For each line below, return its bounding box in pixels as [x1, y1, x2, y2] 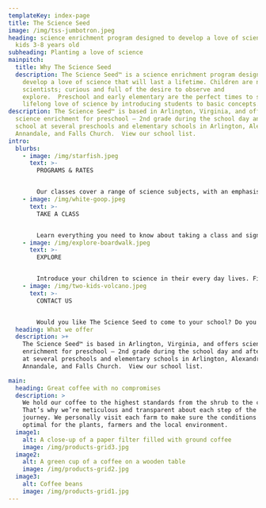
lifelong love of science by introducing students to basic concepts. [22, 100, 260, 108]
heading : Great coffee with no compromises [15, 384, 161, 392]
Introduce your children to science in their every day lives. [36, 275, 249, 283]
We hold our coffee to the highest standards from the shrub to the [22, 398, 253, 407]
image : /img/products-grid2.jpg [22, 465, 129, 473]
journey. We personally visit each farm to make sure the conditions [22, 414, 257, 421]
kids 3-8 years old [15, 41, 80, 49]
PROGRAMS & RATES [36, 167, 93, 175]
